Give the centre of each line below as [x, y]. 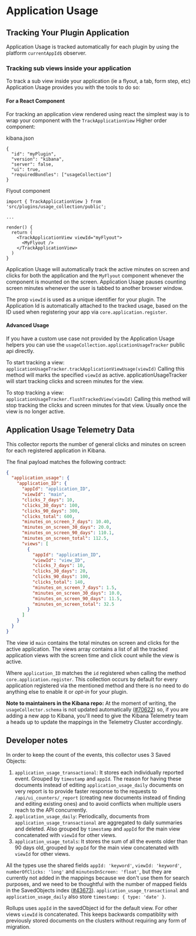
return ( [22, 232]
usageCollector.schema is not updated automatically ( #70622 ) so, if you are [97, 709]
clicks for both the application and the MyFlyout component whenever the [95, 275]
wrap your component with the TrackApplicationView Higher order [87, 120]
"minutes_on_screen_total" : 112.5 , [65, 538]
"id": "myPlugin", [34, 154]
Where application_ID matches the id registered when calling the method [96, 673]
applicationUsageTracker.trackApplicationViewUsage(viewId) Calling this [95, 368]
